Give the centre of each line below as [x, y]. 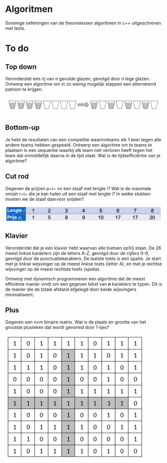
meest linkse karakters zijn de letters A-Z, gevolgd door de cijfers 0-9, [77, 253]
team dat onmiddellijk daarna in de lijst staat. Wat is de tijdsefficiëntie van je [83, 155]
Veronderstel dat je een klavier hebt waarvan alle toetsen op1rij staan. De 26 [83, 248]
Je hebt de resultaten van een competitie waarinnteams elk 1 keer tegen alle [83, 139]
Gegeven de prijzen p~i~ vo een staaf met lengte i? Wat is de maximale [78, 188]
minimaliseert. [20, 294]
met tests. [15, 28]
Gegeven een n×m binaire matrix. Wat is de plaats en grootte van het [76, 322]
